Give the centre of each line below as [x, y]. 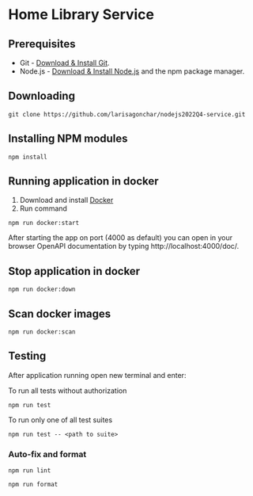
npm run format [33, 485]
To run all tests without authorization [68, 391]
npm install [28, 157]
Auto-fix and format [47, 454]
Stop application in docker [74, 271]
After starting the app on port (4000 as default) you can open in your [121, 238]
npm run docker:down [42, 290]
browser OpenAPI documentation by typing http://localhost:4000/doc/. [124, 246]
